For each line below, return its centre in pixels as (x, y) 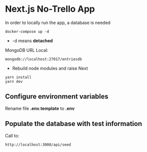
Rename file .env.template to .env (40, 108)
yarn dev (14, 81)
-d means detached (32, 41)
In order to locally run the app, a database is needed (58, 23)
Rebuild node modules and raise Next (50, 68)
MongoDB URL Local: (27, 50)
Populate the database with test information (73, 124)
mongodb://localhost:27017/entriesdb (44, 59)
